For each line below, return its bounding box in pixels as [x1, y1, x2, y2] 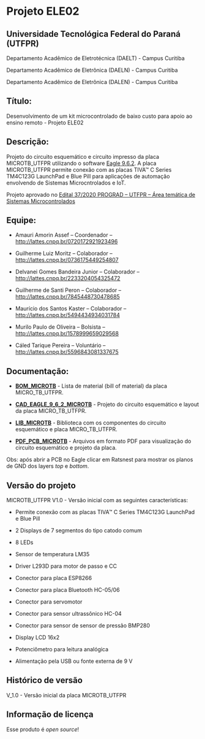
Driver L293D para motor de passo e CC [15, 562, 117, 570]
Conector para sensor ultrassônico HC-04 [15, 610, 122, 618]
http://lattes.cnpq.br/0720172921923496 [15, 238, 118, 245]
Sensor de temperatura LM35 [15, 551, 90, 558]
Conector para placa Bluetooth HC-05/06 [15, 586, 121, 594]
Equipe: [6, 215, 37, 226]
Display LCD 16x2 [15, 634, 60, 641]
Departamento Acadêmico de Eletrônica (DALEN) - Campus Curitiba [6, 78, 178, 85]
